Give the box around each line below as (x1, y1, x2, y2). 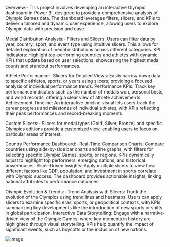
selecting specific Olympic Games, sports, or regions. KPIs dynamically (5, 152, 155, 158)
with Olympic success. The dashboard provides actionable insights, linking (5, 173, 162, 179)
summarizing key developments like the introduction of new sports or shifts (5, 205, 163, 210)
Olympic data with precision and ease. (5, 26, 85, 32)
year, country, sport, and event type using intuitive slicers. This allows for (5, 41, 158, 47)
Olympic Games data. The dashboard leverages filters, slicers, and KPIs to (5, 15, 161, 21)
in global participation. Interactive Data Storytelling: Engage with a (5, 210, 144, 216)
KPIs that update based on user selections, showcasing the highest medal (5, 57, 160, 63)
